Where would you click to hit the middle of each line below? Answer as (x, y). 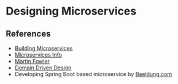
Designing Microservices (71, 11)
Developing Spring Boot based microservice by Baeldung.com (93, 74)
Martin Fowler (32, 61)
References (28, 34)
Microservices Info (38, 55)
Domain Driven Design (43, 68)
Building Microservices (44, 48)
